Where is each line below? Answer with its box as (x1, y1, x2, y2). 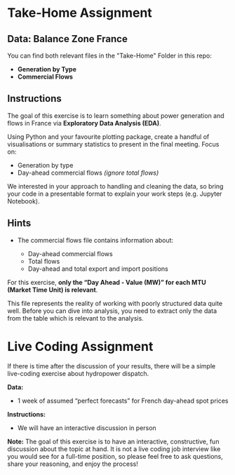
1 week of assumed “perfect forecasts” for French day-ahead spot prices (17, 396, 229, 405)
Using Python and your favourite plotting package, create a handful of (7, 132, 210, 141)
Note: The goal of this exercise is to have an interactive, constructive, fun (7, 437, 220, 446)
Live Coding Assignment (7, 338, 154, 354)
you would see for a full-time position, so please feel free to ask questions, (7, 452, 223, 460)
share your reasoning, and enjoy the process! (7, 460, 138, 468)
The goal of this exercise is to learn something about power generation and (7, 111, 224, 120)
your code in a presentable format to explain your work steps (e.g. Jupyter (7, 189, 222, 198)
